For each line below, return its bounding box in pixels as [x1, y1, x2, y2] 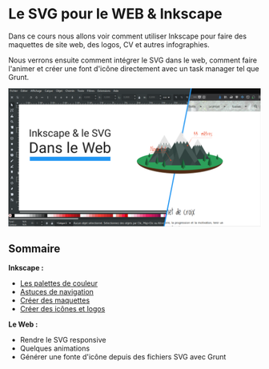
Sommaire [8, 242, 61, 255]
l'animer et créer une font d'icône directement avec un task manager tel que [8, 63, 260, 73]
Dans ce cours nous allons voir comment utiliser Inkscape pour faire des [8, 31, 247, 41]
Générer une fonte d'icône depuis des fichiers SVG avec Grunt [19, 352, 227, 362]
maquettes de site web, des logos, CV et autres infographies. [8, 39, 210, 49]
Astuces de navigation [19, 287, 94, 297]
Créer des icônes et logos [19, 304, 106, 314]
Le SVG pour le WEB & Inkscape [8, 5, 223, 23]
